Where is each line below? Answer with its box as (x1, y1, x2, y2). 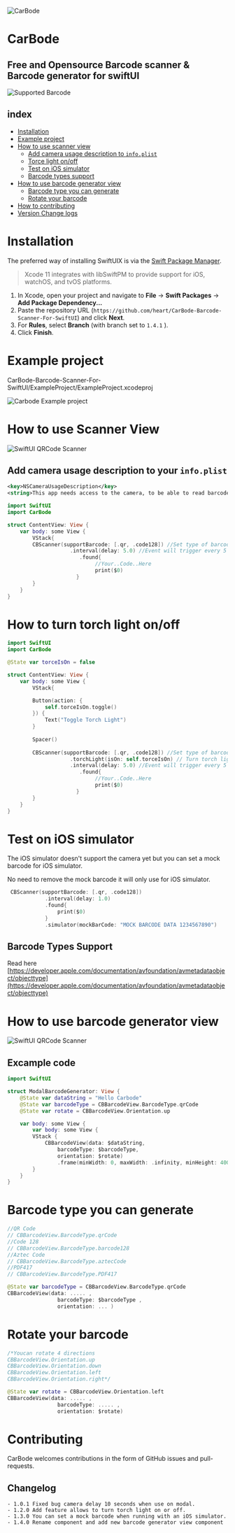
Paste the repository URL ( (17, 306, 94, 314)
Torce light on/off (27, 157, 78, 165)
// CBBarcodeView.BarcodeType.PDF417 (7, 1271, 117, 1278)
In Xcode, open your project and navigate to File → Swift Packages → (17, 291, 220, 299)
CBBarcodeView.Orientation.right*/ (7, 1376, 111, 1383)
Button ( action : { (32, 697, 83, 704)
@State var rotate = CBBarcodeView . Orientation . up (20, 1107, 171, 1115)
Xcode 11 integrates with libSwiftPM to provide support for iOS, (24, 270, 206, 278)
